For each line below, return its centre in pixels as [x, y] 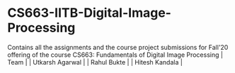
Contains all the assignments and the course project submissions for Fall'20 [118, 47]
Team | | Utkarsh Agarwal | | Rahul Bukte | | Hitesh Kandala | [95, 62]
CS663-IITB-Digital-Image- [90, 13]
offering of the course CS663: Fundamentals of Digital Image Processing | [115, 55]
